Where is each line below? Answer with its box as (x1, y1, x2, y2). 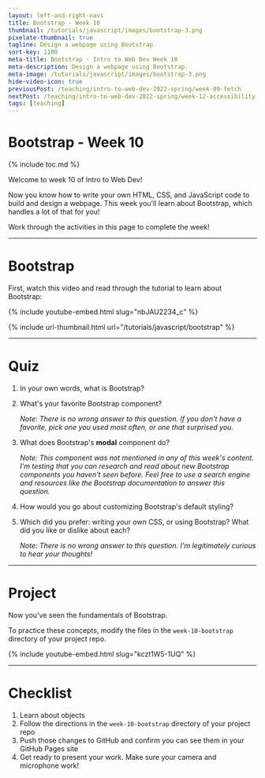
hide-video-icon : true (8, 77, 83, 85)
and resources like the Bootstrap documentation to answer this (19, 478, 226, 488)
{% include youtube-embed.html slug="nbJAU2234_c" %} (8, 307, 199, 316)
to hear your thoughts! (19, 549, 93, 559)
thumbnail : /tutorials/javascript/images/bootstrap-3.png (8, 26, 203, 34)
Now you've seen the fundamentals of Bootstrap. (8, 610, 168, 619)
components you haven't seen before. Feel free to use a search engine (19, 469, 251, 479)
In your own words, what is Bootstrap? (19, 383, 144, 393)
